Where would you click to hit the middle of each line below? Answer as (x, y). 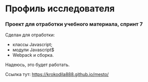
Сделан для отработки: (30, 35)
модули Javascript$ (33, 50)
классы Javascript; (32, 45)
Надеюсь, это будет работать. (37, 65)
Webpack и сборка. (33, 55)
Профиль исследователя (60, 9)
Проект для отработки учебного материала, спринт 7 (74, 24)
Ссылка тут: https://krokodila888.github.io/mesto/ (57, 75)
